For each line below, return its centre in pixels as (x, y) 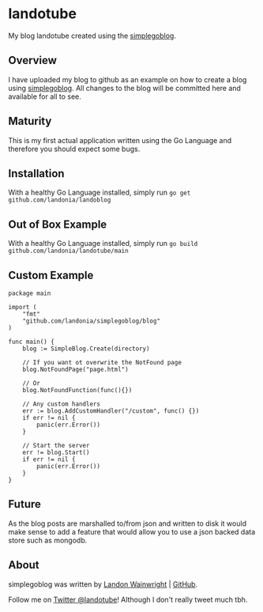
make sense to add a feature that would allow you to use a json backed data (132, 531)
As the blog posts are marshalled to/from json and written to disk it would (128, 523)
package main (30, 293)
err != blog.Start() (56, 452)
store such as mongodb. (48, 540)
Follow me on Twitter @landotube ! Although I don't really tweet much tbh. (128, 599)
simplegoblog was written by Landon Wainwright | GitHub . (103, 584)
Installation (36, 174)
